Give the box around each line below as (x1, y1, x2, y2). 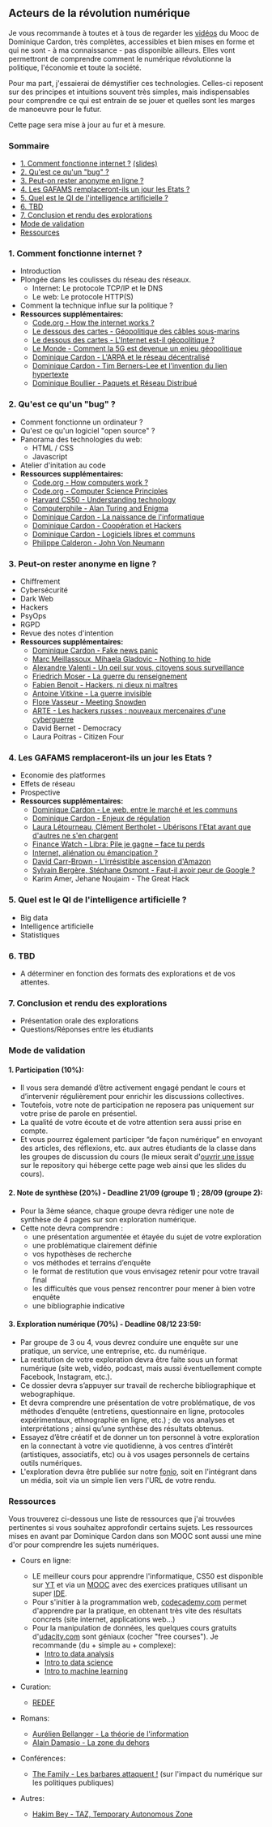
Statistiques (19, 929, 61, 940)
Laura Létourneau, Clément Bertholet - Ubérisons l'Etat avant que (32, 822, 252, 832)
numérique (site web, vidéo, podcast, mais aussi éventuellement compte (19, 1363, 262, 1372)
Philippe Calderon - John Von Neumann (32, 537, 165, 547)
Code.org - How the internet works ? (32, 318, 155, 328)
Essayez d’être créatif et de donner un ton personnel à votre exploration (19, 1432, 261, 1441)
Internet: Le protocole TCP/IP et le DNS (32, 283, 164, 293)
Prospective (19, 787, 61, 798)
